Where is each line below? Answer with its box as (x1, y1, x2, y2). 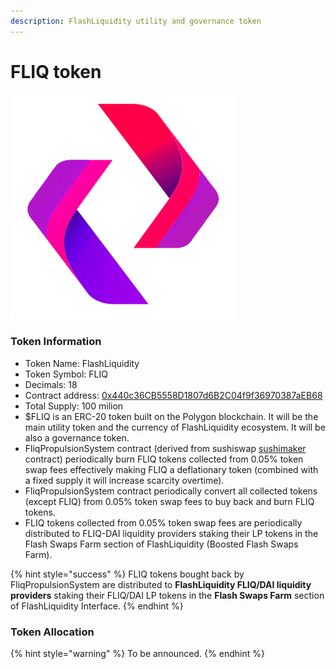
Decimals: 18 (24, 378, 78, 390)
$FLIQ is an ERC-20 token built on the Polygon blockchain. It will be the (24, 410, 319, 422)
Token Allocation (10, 625, 95, 639)
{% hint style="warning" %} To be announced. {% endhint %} (10, 648, 265, 660)
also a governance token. (24, 431, 130, 444)
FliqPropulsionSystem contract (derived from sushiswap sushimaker (24, 442, 307, 454)
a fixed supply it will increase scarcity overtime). (24, 474, 225, 486)
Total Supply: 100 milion (24, 400, 124, 412)
